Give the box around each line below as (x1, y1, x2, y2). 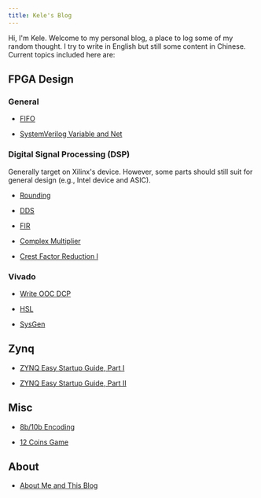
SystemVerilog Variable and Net (19, 129, 123, 138)
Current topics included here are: (8, 50, 116, 59)
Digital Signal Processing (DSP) (8, 149, 130, 160)
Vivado (8, 271, 37, 282)
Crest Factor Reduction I (19, 251, 99, 260)
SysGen (19, 319, 46, 329)
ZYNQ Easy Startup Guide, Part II (19, 378, 127, 388)
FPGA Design (8, 72, 75, 87)
